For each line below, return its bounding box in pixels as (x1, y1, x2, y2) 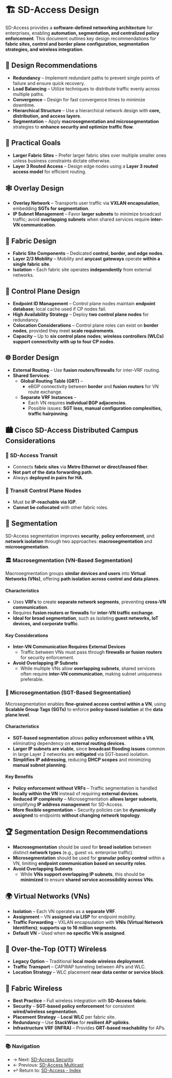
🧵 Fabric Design (5, 237, 57, 245)
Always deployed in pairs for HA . (12, 474, 83, 480)
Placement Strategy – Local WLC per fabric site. (12, 1014, 116, 1020)
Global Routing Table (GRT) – (20, 377, 83, 384)
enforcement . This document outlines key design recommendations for (5, 35, 156, 41)
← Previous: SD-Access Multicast (12, 1062, 84, 1068)
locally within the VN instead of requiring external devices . (12, 791, 139, 797)
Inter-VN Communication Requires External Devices (12, 644, 126, 650)
